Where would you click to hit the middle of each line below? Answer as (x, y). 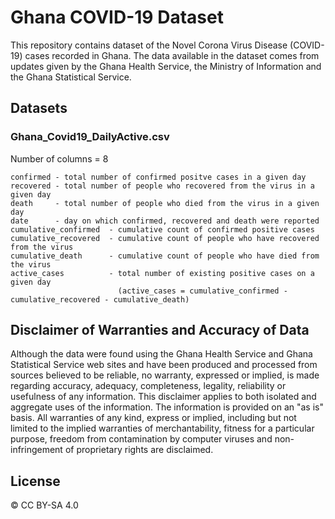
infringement (36, 450)
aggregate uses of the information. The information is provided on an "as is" (167, 407)
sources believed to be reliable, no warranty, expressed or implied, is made (165, 375)
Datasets (39, 108)
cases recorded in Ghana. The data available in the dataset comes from (172, 55)
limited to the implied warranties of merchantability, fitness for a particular (162, 428)
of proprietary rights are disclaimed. (139, 450)
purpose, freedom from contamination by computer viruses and (141, 439)
